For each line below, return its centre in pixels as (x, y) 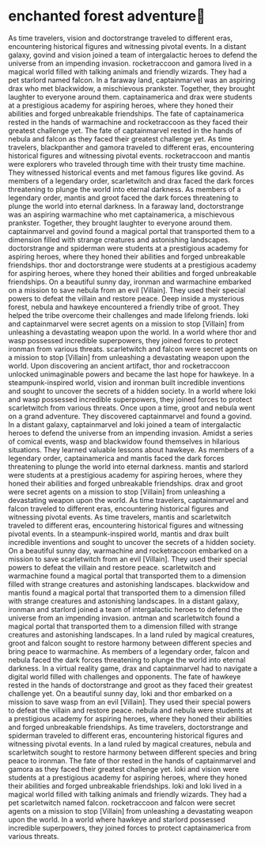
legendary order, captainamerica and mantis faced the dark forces (116, 458)
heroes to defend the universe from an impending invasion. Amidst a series (131, 433)
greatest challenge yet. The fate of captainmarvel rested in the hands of (125, 130)
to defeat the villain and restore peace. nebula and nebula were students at (131, 710)
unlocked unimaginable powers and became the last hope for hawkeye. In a (131, 374)
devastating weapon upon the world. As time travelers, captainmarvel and (129, 500)
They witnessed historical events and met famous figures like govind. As (126, 172)
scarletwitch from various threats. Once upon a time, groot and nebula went (132, 407)
